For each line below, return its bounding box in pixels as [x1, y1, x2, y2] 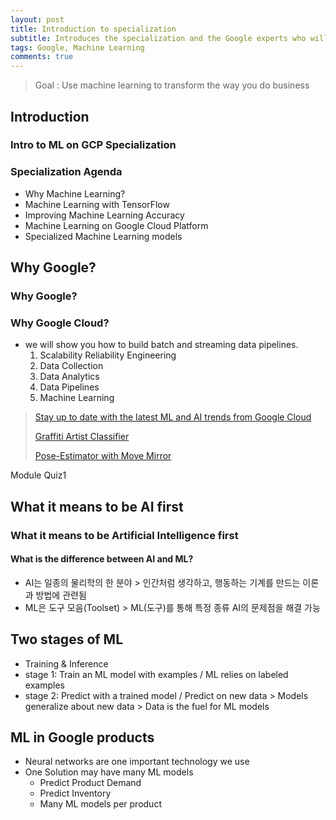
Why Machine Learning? [24, 187, 126, 200]
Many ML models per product [39, 798, 162, 810]
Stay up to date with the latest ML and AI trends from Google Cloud [34, 411, 312, 423]
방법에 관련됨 [35, 589, 87, 601]
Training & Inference [24, 657, 109, 670]
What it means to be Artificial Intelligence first [10, 528, 239, 542]
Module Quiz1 [10, 469, 67, 481]
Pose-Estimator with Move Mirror [34, 450, 172, 462]
